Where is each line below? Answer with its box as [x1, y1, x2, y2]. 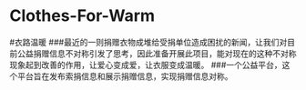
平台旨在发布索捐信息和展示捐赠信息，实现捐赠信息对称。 [16, 70, 233, 82]
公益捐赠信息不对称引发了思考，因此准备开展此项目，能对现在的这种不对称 [16, 47, 297, 59]
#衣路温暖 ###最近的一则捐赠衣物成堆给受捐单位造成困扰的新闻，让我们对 [9, 36, 288, 47]
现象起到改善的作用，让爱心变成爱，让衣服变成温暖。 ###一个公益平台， [9, 59, 282, 70]
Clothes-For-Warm [9, 5, 156, 26]
